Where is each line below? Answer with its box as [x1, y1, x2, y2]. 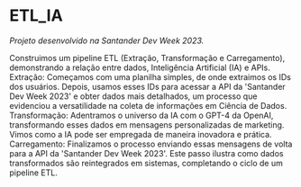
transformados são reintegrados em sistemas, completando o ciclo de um [9, 157, 284, 168]
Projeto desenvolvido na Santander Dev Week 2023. [9, 35, 205, 46]
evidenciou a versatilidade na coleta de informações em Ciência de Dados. [9, 100, 287, 111]
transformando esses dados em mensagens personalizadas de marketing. [9, 119, 285, 130]
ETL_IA [9, 5, 63, 26]
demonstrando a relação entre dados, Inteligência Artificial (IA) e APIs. [9, 62, 270, 73]
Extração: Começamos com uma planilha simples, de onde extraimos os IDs [9, 71, 291, 82]
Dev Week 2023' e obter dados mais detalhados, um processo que [9, 91, 258, 102]
